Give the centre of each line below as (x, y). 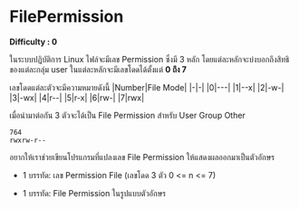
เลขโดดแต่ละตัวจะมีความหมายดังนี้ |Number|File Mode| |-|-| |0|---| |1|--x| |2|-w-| (147, 87)
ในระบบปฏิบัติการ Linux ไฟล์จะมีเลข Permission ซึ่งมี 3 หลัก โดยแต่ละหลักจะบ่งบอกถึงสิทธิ (149, 59)
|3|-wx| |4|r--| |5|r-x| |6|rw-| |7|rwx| (77, 98)
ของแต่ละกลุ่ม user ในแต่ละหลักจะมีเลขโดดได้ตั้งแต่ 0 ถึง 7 (98, 69)
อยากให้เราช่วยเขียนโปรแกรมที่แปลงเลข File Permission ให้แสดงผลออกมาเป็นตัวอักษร (142, 157)
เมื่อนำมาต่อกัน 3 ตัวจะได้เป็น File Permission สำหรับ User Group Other (128, 115)
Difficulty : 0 (33, 42)
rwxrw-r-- (28, 140)
